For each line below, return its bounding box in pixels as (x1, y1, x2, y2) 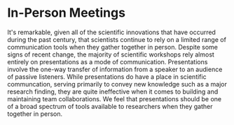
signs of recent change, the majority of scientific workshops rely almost (7, 50, 215, 59)
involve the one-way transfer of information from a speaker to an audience (7, 65, 223, 73)
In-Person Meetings (7, 5, 126, 21)
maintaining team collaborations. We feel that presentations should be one (7, 94, 222, 103)
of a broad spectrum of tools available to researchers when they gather (7, 102, 213, 110)
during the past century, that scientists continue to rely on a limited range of (7, 35, 226, 43)
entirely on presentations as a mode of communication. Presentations (7, 57, 208, 66)
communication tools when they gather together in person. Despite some (7, 43, 219, 51)
